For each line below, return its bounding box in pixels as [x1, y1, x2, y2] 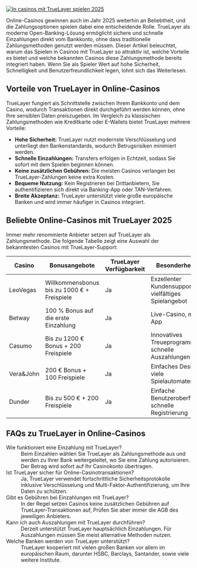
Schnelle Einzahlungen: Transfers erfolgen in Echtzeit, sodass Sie [14, 155, 176, 162]
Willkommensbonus [45, 278, 100, 286]
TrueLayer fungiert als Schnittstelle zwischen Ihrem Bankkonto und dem [6, 99, 180, 106]
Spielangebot [150, 297, 188, 305]
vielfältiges [150, 289, 181, 298]
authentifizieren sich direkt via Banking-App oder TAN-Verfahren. [14, 186, 173, 193]
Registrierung [150, 409, 188, 417]
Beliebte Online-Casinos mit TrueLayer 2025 [6, 215, 172, 226]
